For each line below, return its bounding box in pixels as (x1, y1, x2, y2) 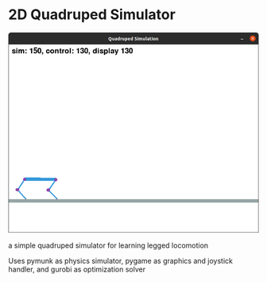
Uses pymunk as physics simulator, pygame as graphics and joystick (8, 256, 233, 265)
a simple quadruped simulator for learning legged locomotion (8, 241, 209, 250)
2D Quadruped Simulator (8, 6, 176, 24)
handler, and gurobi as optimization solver (8, 264, 145, 274)
